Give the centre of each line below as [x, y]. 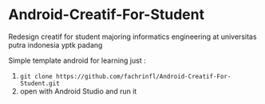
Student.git [40, 83]
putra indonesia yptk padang [55, 44]
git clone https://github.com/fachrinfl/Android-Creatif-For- [125, 76]
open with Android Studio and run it [78, 91]
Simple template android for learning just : [77, 60]
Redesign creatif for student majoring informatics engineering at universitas [132, 37]
